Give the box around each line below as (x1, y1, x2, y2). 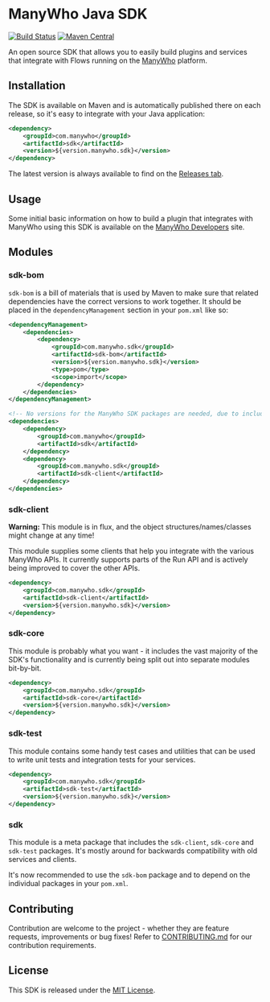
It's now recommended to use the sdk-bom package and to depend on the (8, 870, 251, 880)
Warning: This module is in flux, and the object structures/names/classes (8, 522, 252, 532)
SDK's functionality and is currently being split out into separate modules (8, 654, 251, 664)
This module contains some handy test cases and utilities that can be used (8, 746, 256, 756)
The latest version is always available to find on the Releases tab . (8, 169, 224, 179)
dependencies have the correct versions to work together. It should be (8, 296, 242, 306)
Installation (8, 79, 66, 93)
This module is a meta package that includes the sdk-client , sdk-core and (8, 838, 255, 847)
